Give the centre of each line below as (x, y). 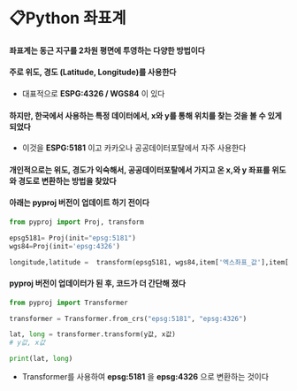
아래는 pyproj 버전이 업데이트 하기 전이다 (80, 203)
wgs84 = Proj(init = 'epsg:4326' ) (65, 246)
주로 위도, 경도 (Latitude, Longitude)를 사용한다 (93, 73)
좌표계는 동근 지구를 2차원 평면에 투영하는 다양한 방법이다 (107, 50)
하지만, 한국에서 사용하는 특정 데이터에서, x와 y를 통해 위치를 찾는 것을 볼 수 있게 (146, 115)
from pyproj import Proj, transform (76, 222)
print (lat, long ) (41, 359)
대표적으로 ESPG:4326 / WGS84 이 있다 (93, 93)
